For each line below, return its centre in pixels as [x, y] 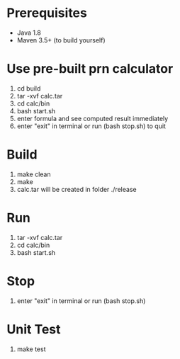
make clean [34, 174]
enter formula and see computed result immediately [92, 118]
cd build [29, 88]
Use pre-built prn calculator [90, 69]
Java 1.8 [29, 33]
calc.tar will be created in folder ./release [77, 189]
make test [31, 349]
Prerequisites [47, 13]
